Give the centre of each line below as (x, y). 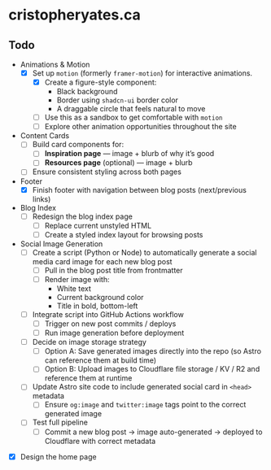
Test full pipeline (60, 422)
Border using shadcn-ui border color (118, 100)
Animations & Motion (55, 64)
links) (42, 199)
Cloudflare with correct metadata (100, 441)
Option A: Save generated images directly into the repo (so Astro (153, 351)
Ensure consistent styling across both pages (107, 172)
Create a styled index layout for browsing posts (124, 234)
